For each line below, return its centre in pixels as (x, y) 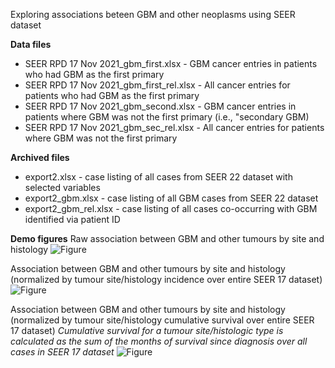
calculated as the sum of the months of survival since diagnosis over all (159, 341)
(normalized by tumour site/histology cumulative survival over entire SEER (162, 320)
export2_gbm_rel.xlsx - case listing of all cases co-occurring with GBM (171, 208)
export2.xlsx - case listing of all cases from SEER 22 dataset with (158, 177)
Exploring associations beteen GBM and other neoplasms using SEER (153, 14)
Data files (31, 44)
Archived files (40, 157)
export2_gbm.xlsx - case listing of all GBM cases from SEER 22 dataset (171, 198)
